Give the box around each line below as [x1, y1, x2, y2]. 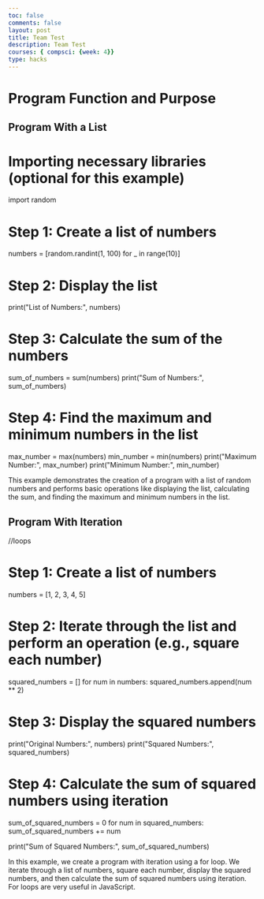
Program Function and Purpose [8, 90, 217, 107]
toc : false [8, 11, 44, 20]
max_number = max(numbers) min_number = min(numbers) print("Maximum [8, 452, 257, 461]
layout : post [8, 26, 51, 34]
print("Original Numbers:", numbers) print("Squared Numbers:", [8, 739, 214, 748]
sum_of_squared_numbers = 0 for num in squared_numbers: [8, 818, 204, 827]
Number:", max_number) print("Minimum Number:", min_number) [8, 461, 220, 470]
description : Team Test [8, 41, 87, 49]
